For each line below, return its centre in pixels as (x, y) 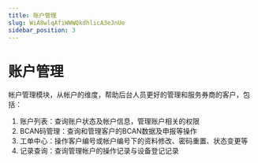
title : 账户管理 (32, 15)
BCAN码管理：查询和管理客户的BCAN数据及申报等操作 (108, 132)
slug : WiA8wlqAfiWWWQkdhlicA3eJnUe (67, 23)
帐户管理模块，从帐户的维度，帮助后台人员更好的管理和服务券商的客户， (125, 94)
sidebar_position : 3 (42, 30)
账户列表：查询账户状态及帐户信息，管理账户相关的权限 (109, 121)
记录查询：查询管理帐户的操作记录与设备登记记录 (99, 151)
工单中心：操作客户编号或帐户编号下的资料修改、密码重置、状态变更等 (134, 141)
